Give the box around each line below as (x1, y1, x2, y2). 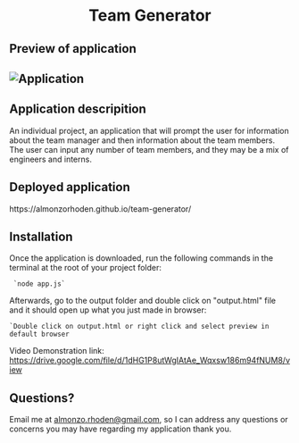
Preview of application (9, 41, 137, 56)
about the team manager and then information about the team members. (9, 135, 275, 146)
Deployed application (9, 180, 131, 195)
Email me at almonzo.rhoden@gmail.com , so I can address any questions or (9, 414, 288, 425)
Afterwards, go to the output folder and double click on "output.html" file (9, 296, 277, 306)
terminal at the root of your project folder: (9, 263, 162, 273)
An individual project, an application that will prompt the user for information (9, 125, 289, 136)
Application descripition (9, 102, 147, 117)
